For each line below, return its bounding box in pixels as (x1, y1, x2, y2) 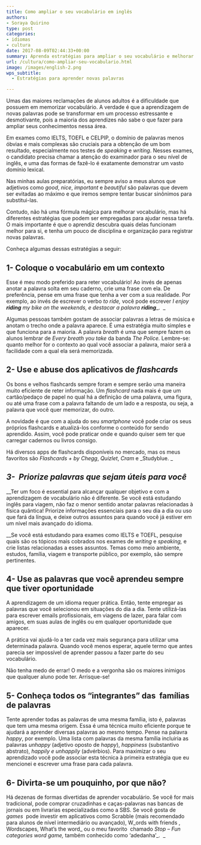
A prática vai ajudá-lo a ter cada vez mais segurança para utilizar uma (6, 636, 178, 643)
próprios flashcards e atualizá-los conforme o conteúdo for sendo (6, 424, 169, 431)
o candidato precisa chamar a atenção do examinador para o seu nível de (6, 153, 187, 160)
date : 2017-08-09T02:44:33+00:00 (6, 48, 90, 54)
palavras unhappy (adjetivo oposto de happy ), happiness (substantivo (6, 741, 179, 749)
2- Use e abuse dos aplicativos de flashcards (6, 364, 178, 375)
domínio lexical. (6, 166, 45, 174)
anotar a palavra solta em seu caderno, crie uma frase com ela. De (6, 285, 170, 292)
